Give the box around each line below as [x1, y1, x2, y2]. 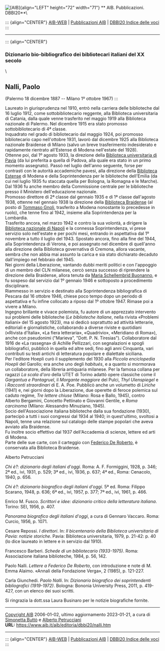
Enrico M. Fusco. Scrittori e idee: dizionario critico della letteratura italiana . [5, 499, 157, 504]
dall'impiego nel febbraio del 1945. [5, 257, 75, 263]
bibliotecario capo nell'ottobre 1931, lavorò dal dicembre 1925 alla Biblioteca [5, 137, 159, 143]
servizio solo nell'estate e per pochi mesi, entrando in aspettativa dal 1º [5, 231, 149, 237]
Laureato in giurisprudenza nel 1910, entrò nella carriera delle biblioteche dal [5, 105, 160, 111]
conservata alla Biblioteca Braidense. [5, 445, 80, 451]
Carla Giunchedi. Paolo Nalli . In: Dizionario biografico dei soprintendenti [5, 578, 151, 584]
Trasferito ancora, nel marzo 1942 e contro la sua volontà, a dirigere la [5, 220, 147, 226]
